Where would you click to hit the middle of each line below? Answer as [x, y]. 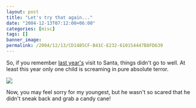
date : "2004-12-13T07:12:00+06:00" [51, 23]
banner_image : [24, 40]
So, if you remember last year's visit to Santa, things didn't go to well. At [96, 62]
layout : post [23, 12]
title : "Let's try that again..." [50, 17]
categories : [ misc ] [31, 29]
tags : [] [17, 34]
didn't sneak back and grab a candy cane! [58, 98]
